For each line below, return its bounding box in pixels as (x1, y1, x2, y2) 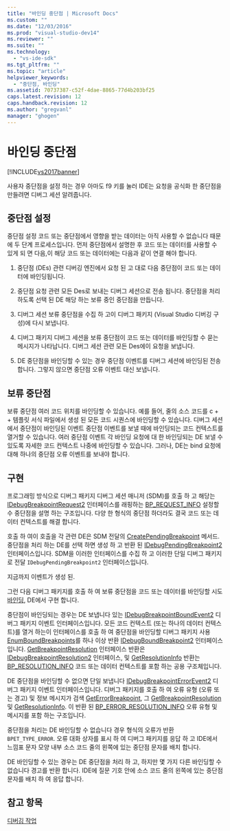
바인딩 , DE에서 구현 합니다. (7, 596, 80, 604)
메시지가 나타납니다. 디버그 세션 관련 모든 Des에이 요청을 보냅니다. (16, 342, 195, 350)
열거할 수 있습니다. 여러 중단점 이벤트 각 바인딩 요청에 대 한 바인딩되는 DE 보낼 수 (7, 433, 223, 441)
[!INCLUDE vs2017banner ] (7, 167, 80, 176)
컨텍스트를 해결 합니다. (19, 518, 81, 525)
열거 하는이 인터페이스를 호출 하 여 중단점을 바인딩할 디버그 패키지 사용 (21, 628, 211, 635)
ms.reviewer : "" (7, 36, 54, 43)
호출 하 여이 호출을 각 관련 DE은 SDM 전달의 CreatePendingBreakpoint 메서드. (7, 532, 220, 540)
